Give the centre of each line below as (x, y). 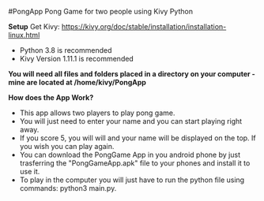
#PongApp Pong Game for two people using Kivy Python (101, 11)
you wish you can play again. (67, 146)
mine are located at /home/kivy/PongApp (77, 82)
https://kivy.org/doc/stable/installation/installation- (144, 26)
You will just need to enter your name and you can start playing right (131, 121)
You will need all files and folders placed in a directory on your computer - (132, 74)
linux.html (24, 35)
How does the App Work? (51, 97)
